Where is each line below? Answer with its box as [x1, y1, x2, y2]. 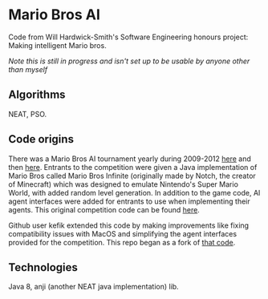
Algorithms [8, 88, 66, 102]
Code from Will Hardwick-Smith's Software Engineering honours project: [8, 32, 249, 42]
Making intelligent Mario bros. [8, 40, 107, 50]
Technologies [8, 261, 79, 274]
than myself [8, 64, 48, 74]
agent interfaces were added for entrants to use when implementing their [8, 196, 250, 206]
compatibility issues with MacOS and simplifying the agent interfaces [8, 228, 238, 238]
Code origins [8, 132, 75, 146]
